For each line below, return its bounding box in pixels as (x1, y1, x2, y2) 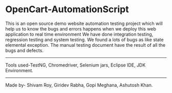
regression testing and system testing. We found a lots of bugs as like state (5, 37, 164, 43)
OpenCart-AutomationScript (5, 4, 129, 15)
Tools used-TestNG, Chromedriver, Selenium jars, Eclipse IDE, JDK (5, 62, 146, 68)
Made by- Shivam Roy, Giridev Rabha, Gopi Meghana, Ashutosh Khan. (5, 82, 153, 88)
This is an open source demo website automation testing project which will (5, 20, 163, 26)
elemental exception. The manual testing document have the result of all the (5, 42, 165, 48)
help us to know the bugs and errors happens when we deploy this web (5, 25, 156, 32)
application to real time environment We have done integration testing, (5, 31, 154, 37)
